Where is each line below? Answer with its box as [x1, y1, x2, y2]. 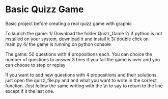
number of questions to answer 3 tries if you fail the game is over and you [5, 56, 160, 62]
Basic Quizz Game [5, 4, 84, 15]
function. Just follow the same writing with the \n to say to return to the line [5, 83, 163, 89]
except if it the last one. [5, 88, 54, 94]
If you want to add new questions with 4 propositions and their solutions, [5, 71, 158, 78]
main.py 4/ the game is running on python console [5, 41, 111, 47]
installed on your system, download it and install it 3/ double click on [5, 36, 149, 42]
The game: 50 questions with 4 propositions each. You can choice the [5, 51, 152, 57]
